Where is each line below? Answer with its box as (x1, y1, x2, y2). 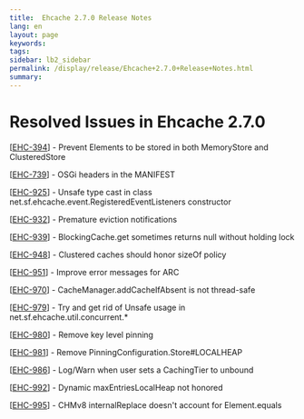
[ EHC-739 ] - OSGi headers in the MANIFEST (9, 169, 175, 180)
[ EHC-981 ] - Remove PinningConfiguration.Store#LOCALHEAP (9, 346, 243, 357)
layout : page (9, 30, 59, 39)
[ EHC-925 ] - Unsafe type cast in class (9, 186, 152, 197)
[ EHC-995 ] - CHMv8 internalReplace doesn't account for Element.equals (9, 399, 282, 410)
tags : (9, 47, 30, 56)
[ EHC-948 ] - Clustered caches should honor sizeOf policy (9, 249, 227, 260)
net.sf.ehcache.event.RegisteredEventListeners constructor (9, 196, 231, 207)
